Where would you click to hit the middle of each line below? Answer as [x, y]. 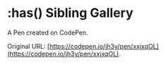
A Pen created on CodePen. [48, 32]
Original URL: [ [29, 46]
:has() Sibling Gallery [70, 13]
